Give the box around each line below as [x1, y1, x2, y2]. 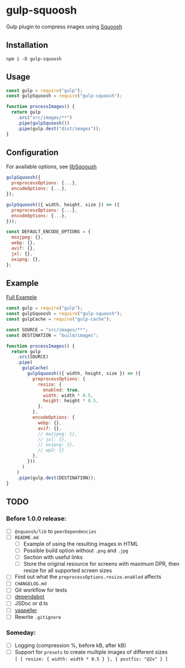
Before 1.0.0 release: [6, 514, 67, 523]
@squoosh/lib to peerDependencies [14, 528, 97, 535]
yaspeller [14, 607, 37, 614]
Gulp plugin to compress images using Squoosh [6, 23, 123, 30]
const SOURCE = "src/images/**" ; [6, 327, 88, 333]
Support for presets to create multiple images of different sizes [14, 649, 168, 656]
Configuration [6, 147, 59, 157]
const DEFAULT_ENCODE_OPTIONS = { [6, 229, 91, 235]
